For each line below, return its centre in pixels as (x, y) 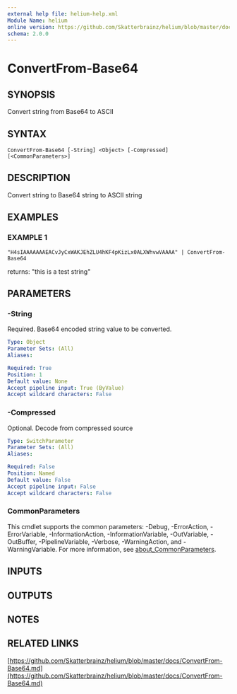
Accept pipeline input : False (52, 486)
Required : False (31, 467)
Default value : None (38, 381)
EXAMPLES (33, 218)
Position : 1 (25, 375)
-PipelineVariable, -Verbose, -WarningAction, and (110, 541)
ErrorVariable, (28, 534)
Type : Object (26, 342)
